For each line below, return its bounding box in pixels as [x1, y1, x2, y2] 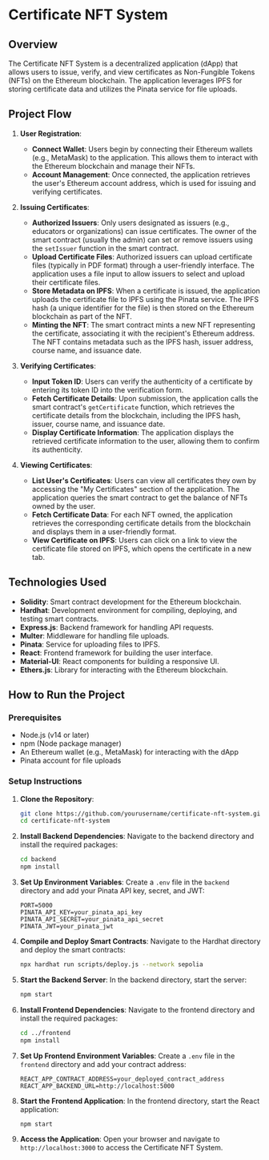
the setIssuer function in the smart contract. [31, 243, 179, 253]
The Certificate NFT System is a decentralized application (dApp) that [8, 58, 239, 68]
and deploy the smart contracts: [19, 945, 126, 955]
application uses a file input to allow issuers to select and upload [31, 268, 246, 278]
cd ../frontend [19, 1029, 71, 1037]
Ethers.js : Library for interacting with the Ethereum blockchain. [19, 665, 228, 675]
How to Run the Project [8, 688, 126, 702]
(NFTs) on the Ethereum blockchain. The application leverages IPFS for [8, 76, 243, 85]
